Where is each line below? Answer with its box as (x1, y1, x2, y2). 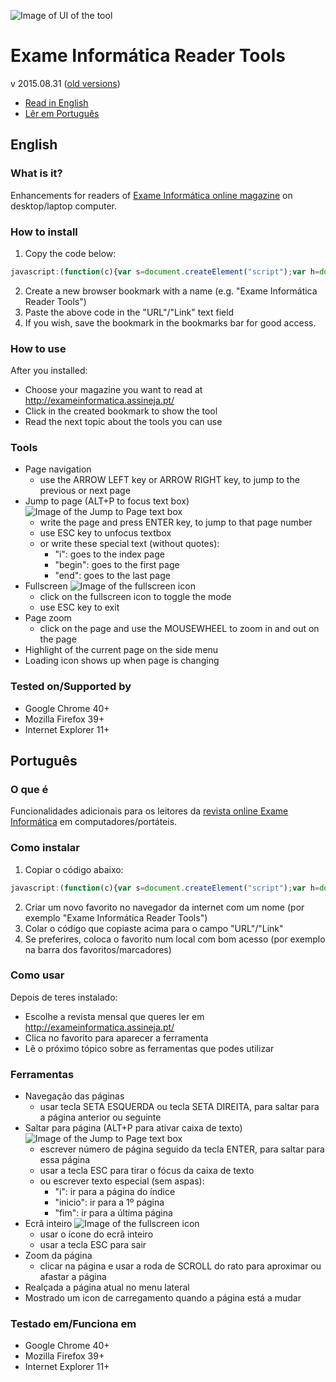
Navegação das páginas (24, 1090, 125, 1102)
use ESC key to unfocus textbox (39, 527, 172, 539)
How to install (10, 225, 78, 239)
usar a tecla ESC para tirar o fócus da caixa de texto (39, 1165, 255, 1177)
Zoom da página (24, 1250, 93, 1262)
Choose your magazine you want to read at (24, 384, 203, 396)
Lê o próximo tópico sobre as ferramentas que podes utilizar (24, 1042, 275, 1054)
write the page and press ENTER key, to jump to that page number (39, 516, 313, 529)
